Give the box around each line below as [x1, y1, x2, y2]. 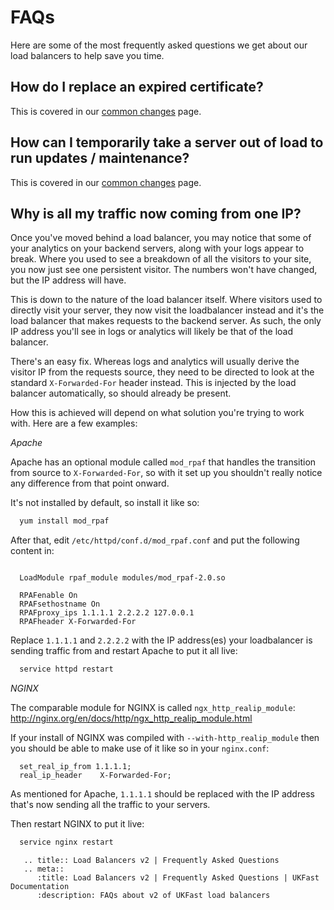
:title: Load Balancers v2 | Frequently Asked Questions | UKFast [36, 873, 320, 883]
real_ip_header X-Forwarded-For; [19, 771, 172, 781]
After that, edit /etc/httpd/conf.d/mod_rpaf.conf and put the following [10, 534, 300, 546]
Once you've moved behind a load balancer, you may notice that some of [10, 232, 312, 244]
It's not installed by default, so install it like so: [10, 497, 200, 509]
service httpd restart [19, 664, 114, 675]
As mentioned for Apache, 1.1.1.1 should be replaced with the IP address [10, 788, 315, 800]
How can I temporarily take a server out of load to [10, 134, 324, 151]
